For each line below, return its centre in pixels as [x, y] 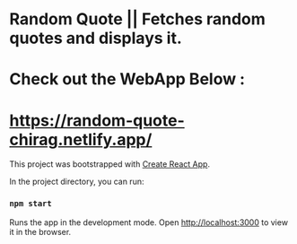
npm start [31, 204]
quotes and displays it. [96, 38]
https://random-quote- [97, 120]
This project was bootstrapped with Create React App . [110, 164]
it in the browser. [40, 231]
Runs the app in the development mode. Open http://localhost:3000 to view [149, 222]
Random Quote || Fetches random [138, 19]
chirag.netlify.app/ [81, 139]
